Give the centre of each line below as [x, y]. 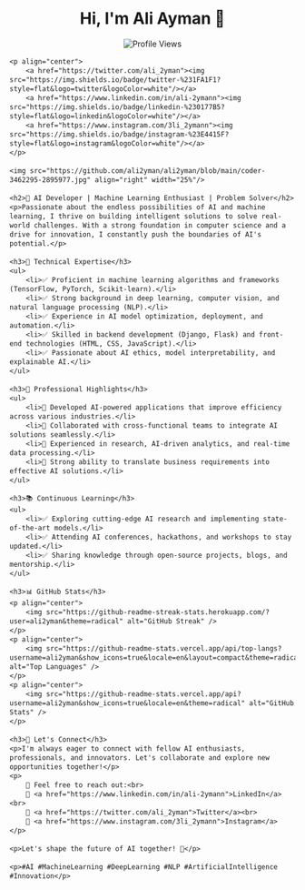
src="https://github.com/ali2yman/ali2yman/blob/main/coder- [148, 171]
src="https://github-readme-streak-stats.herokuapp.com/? [158, 612]
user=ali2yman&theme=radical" [67, 621]
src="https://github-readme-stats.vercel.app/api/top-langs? [164, 648]
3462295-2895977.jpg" [50, 180]
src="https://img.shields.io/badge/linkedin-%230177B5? [117, 107]
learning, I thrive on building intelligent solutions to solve [133, 216]
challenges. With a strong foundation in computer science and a [159, 225]
